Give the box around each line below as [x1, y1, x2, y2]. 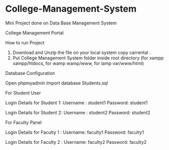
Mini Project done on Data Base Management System [5, 20, 117, 26]
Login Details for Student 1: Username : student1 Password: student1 [5, 100, 148, 106]
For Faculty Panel [5, 119, 42, 125]
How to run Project [5, 39, 45, 46]
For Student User [5, 89, 41, 96]
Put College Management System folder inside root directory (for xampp [12, 54, 164, 61]
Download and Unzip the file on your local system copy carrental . [12, 49, 151, 55]
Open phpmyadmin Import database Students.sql [5, 80, 108, 86]
